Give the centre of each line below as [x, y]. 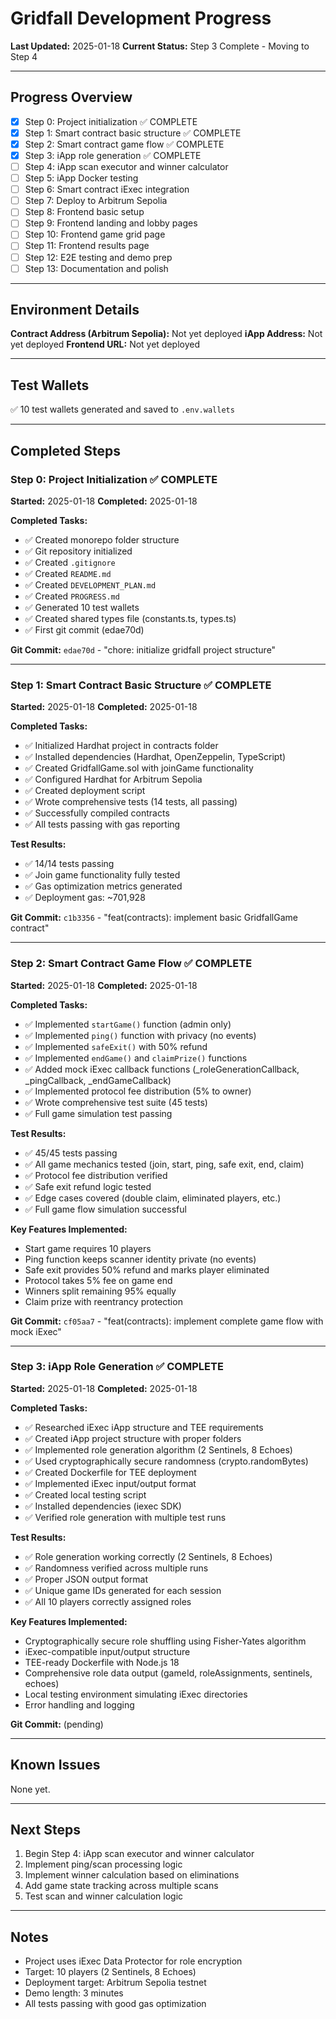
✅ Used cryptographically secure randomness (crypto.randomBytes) [166, 1461]
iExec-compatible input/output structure [107, 1651]
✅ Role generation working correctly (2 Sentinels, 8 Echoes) [148, 1556]
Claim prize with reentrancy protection [103, 1301]
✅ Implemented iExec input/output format [110, 1483]
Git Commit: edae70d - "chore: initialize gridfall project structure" [143, 649]
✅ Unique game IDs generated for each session [123, 1590]
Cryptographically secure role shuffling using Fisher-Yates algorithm [165, 1641]
